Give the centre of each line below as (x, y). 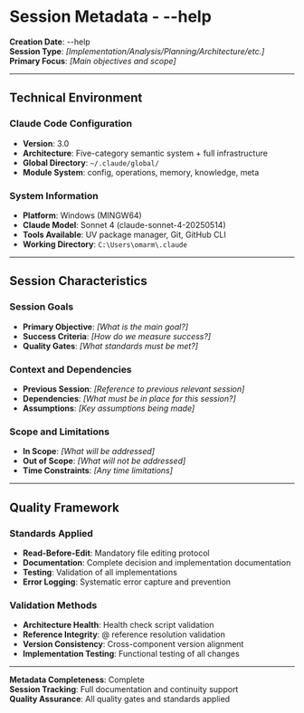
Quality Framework (64, 507)
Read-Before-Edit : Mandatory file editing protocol (116, 553)
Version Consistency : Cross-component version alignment (133, 644)
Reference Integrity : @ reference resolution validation (124, 634)
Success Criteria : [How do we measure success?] (116, 336)
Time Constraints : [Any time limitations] (98, 471)
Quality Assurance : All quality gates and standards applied (120, 699)
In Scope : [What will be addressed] (89, 452)
